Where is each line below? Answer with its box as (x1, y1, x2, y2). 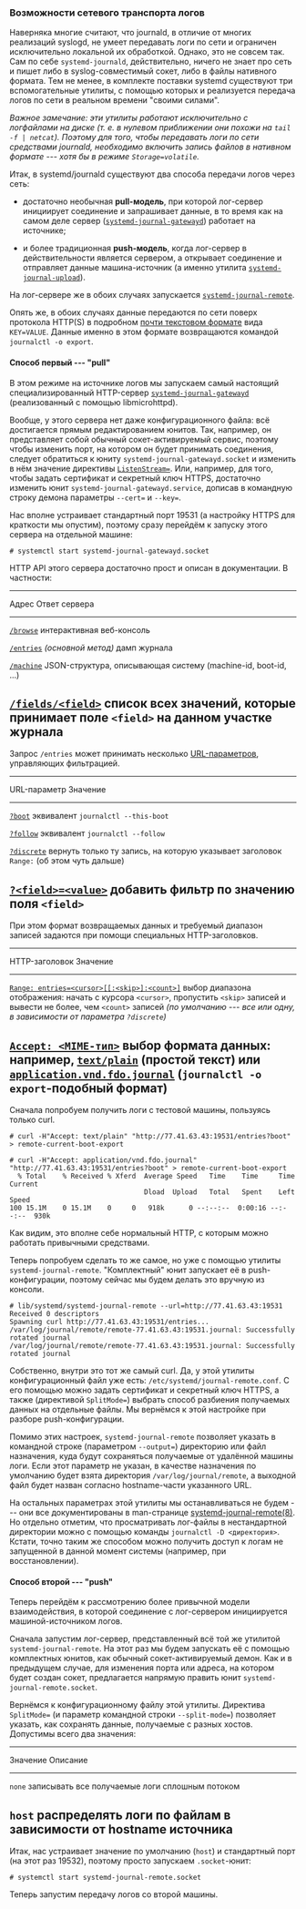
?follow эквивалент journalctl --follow (9, 828, 166, 839)
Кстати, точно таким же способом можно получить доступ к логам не (9, 1536, 284, 1547)
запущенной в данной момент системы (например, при (9, 1546, 227, 1557)
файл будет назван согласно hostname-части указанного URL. (9, 1479, 252, 1490)
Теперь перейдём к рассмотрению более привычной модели (9, 1597, 250, 1608)
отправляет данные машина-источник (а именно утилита (22, 262, 248, 273)
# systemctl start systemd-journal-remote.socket (9, 1873, 202, 1882)
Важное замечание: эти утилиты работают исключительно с (9, 112, 249, 124)
